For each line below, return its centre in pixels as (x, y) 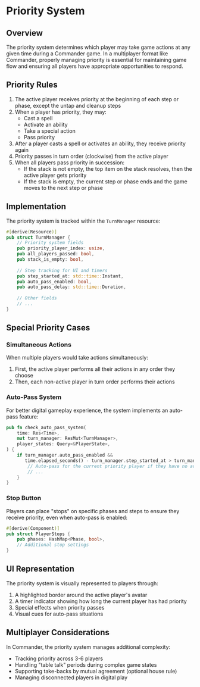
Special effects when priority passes (60, 607)
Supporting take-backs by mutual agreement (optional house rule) (96, 671)
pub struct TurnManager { (38, 237)
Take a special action (49, 131)
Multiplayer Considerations (58, 633)
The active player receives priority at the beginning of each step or (97, 99)
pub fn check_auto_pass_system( (46, 427)
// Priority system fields (50, 243)
